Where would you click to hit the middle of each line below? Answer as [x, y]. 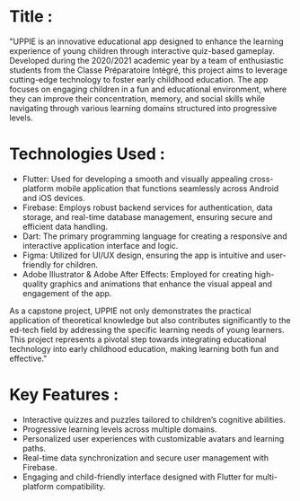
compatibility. [80, 486]
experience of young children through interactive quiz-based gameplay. [142, 50]
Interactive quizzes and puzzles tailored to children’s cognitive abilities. [154, 419]
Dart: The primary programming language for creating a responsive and [154, 236]
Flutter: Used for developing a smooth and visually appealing [135, 179]
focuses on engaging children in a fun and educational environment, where [148, 89]
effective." [28, 358]
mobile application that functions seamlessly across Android [167, 188]
